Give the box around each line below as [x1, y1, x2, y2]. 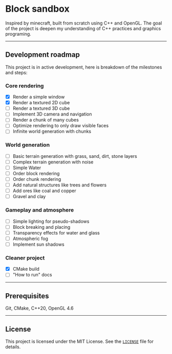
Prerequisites [5, 292, 49, 300]
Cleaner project [5, 254, 45, 261]
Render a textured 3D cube [12, 105, 70, 111]
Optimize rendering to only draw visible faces [12, 123, 109, 129]
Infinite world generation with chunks [12, 128, 92, 134]
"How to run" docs [12, 272, 52, 278]
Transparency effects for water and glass [12, 229, 100, 235]
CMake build [12, 266, 40, 272]
